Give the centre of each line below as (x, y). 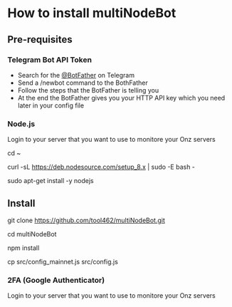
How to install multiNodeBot (92, 13)
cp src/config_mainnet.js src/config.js (63, 261)
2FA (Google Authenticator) (56, 280)
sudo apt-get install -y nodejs (51, 181)
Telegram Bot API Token (50, 60)
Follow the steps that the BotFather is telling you (88, 90)
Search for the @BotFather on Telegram (76, 75)
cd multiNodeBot (32, 234)
